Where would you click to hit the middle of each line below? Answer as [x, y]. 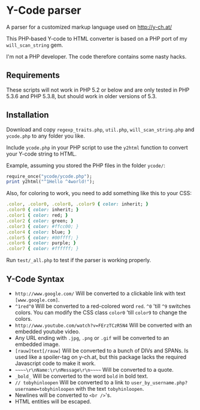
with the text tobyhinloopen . [110, 389]
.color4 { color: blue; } [38, 232]
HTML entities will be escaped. [53, 401]
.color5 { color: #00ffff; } [43, 238]
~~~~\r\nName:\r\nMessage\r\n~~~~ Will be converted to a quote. [94, 370]
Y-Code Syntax [35, 279]
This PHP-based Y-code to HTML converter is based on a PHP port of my [97, 38]
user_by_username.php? [159, 383]
